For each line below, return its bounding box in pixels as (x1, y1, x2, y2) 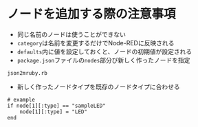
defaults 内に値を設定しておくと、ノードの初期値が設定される (16, 47, 192, 56)
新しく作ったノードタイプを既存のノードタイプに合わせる (16, 82, 180, 91)
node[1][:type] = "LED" (19, 108, 88, 115)
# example (7, 96, 36, 103)
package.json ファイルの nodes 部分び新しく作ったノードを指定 (16, 56, 190, 64)
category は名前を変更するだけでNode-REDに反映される (16, 38, 175, 47)
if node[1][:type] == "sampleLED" (7, 102, 107, 109)
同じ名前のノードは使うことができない (16, 30, 126, 38)
